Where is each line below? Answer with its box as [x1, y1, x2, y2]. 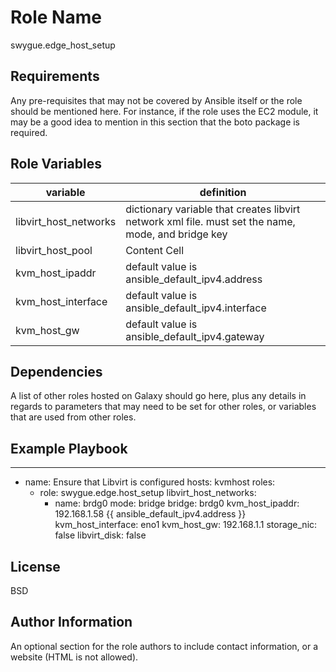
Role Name [10, 6, 102, 29]
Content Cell [125, 243, 185, 257]
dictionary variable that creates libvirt [125, 202, 301, 216]
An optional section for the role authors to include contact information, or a [10, 640, 319, 652]
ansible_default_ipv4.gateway [125, 329, 265, 343]
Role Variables [10, 156, 102, 173]
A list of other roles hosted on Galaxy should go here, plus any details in [10, 390, 307, 402]
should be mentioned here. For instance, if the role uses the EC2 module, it [10, 105, 319, 117]
